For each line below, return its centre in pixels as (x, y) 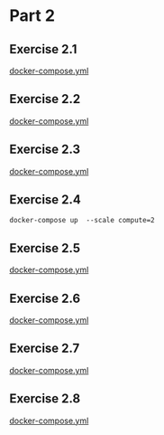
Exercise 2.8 (45, 399)
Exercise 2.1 (43, 49)
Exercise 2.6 (45, 298)
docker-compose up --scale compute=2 (82, 221)
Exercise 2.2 (45, 99)
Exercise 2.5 (45, 248)
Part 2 (32, 16)
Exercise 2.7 (45, 349)
